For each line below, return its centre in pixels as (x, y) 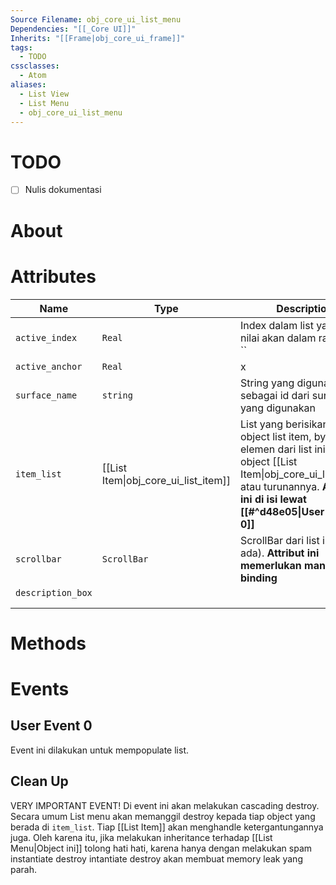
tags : (21, 47)
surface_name (46, 395)
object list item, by (283, 436)
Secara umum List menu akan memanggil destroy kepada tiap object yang (163, 816)
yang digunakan (278, 408)
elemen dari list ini (282, 449)
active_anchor (49, 366)
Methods (48, 643)
